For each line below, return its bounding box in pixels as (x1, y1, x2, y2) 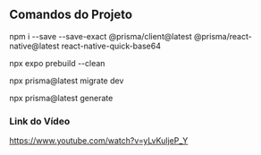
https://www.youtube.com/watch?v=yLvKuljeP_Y (9, 135, 189, 146)
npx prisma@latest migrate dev (9, 75, 124, 86)
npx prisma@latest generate (9, 92, 114, 103)
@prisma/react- (193, 30, 252, 41)
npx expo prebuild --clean (9, 57, 105, 68)
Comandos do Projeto (9, 7, 132, 22)
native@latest (9, 40, 60, 51)
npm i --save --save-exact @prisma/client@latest (9, 30, 192, 41)
